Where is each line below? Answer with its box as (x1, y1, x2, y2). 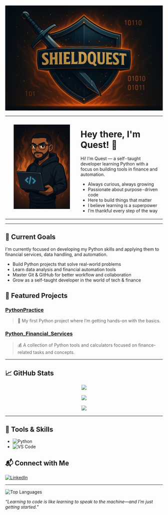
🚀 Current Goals (5, 233, 56, 241)
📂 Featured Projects (5, 291, 68, 300)
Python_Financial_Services (5, 330, 73, 337)
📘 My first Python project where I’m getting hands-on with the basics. (17, 318, 161, 324)
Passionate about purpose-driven (87, 186, 158, 192)
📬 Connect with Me (5, 458, 69, 467)
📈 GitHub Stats (5, 369, 54, 377)
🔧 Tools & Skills (5, 425, 53, 433)
